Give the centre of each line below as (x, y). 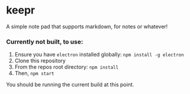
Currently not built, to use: (45, 42)
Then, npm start (34, 73)
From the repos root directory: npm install (67, 67)
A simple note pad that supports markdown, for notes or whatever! (87, 26)
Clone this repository (40, 61)
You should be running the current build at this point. (70, 85)
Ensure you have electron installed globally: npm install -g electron (99, 55)
